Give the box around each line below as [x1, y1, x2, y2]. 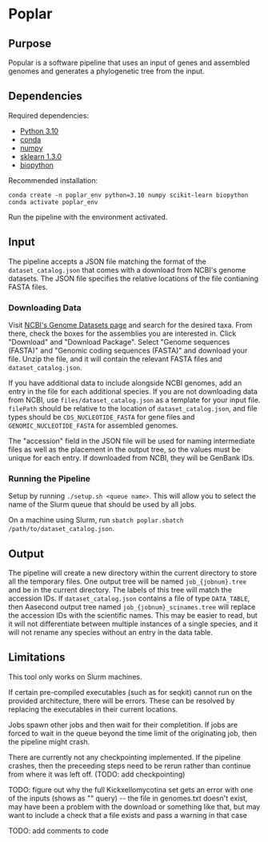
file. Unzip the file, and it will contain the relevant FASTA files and [8, 353, 222, 364]
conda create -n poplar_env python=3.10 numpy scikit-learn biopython [8, 191, 249, 199]
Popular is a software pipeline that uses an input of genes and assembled [8, 58, 250, 67]
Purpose [8, 37, 52, 50]
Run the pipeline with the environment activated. [8, 212, 168, 221]
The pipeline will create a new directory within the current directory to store [8, 569, 258, 578]
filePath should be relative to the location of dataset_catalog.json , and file [8, 403, 258, 413]
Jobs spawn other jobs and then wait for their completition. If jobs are [8, 720, 238, 729]
